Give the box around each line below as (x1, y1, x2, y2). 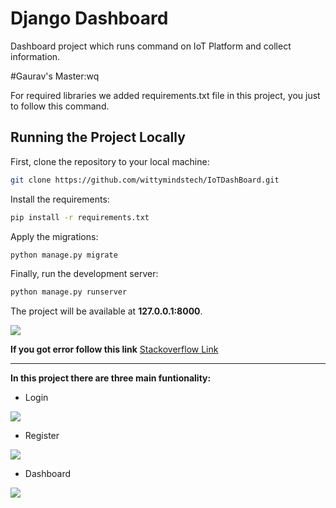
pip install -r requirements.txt (10, 212, 150, 222)
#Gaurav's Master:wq (10, 70, 100, 82)
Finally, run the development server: (10, 268, 159, 280)
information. (10, 50, 61, 62)
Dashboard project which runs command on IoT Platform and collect (10, 40, 292, 52)
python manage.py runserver (10, 287, 128, 297)
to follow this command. (10, 100, 110, 112)
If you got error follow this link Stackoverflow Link (10, 343, 219, 356)
